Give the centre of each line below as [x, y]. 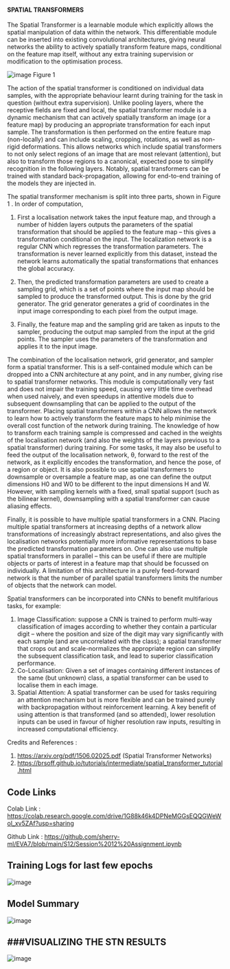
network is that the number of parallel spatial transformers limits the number [115, 578]
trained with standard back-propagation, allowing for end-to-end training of [114, 176]
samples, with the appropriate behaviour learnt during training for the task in [115, 96]
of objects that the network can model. [62, 585]
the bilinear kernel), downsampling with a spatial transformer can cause [108, 499]
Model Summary [43, 904]
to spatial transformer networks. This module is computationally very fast [111, 382]
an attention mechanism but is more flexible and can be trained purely [116, 700]
